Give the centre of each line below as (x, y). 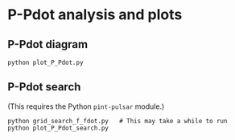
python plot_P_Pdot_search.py (58, 128)
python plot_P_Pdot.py (45, 62)
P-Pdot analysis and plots (95, 15)
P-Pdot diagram (48, 44)
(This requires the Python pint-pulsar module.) (86, 106)
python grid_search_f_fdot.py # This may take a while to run (117, 121)
